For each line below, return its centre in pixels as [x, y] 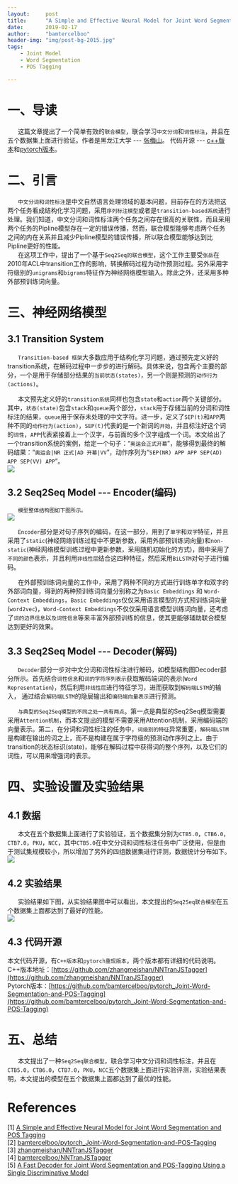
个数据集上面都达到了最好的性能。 [57, 910]
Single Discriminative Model [48, 1173]
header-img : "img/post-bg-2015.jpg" [61, 40]
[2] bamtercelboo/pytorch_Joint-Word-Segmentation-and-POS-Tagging [112, 1142]
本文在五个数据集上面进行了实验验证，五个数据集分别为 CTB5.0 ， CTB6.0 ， [124, 834]
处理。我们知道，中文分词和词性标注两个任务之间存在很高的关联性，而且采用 [119, 219]
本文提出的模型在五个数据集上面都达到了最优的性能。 [97, 1078]
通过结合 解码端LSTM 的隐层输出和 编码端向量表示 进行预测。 [101, 696]
